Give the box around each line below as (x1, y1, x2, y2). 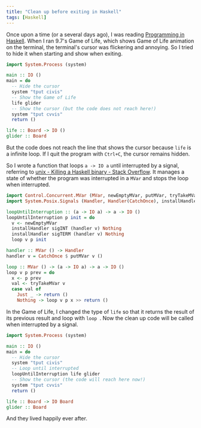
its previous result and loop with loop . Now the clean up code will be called (6, 314, 194, 321)
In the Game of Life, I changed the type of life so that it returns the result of (6, 308, 194, 315)
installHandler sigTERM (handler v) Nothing (11, 231, 124, 237)
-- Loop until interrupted (11, 366, 79, 372)
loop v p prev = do (6, 269, 55, 275)
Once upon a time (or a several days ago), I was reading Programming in (6, 31, 185, 38)
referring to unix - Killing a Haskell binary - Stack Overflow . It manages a (6, 168, 185, 175)
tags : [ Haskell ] (6, 14, 47, 20)
